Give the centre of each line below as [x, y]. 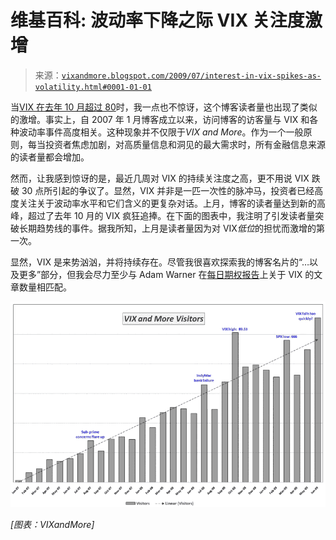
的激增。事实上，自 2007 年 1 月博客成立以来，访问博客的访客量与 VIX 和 [160, 119]
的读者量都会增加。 [50, 157]
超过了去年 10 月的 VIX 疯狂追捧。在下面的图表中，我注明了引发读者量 [171, 215]
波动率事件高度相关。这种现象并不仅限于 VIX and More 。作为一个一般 [161, 132]
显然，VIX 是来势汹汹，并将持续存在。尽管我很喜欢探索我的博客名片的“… [160, 262]
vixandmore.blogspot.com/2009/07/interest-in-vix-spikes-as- [191, 76]
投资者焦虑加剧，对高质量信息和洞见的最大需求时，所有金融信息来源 [185, 144]
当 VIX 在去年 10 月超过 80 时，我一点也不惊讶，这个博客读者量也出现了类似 [164, 107]
